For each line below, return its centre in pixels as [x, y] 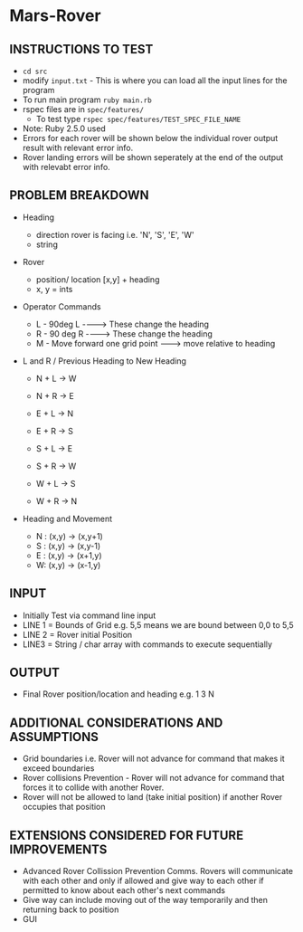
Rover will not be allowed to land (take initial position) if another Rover [152, 797]
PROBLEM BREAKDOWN [79, 195]
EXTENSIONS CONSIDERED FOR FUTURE [127, 835]
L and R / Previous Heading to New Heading [104, 361]
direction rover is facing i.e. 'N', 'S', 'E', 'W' [115, 234]
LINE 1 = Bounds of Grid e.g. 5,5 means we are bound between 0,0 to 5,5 [158, 624]
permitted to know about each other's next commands [124, 890]
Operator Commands [62, 306]
